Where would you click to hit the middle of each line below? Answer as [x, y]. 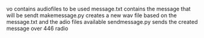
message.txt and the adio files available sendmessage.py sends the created [102, 22]
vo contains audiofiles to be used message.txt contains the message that [99, 9]
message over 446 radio [37, 28]
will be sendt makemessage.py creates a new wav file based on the [92, 15]
